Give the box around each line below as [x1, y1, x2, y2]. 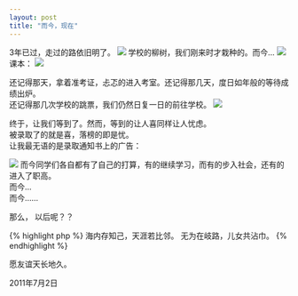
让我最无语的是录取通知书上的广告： [9, 140, 142, 151]
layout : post [9, 12, 58, 22]
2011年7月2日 [9, 277, 59, 288]
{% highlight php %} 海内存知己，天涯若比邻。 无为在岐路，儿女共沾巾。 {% [9, 230, 287, 241]
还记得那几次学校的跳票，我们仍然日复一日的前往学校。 [9, 99, 211, 109]
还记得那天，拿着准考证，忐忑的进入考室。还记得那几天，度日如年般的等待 [9, 76, 281, 87]
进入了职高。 [9, 170, 56, 180]
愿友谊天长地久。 [9, 259, 72, 269]
